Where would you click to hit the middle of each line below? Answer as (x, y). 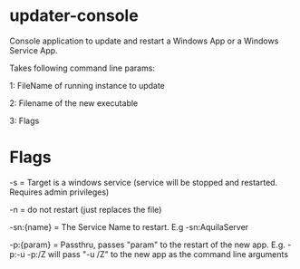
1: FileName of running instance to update (87, 85)
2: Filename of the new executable (74, 103)
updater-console (74, 16)
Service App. (34, 50)
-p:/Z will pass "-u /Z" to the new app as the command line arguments (157, 254)
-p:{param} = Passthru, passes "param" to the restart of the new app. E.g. (147, 245)
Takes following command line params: (82, 68)
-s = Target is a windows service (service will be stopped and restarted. (144, 182)
